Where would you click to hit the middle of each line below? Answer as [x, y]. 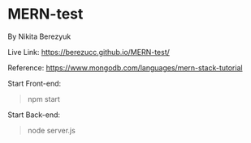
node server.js [52, 130]
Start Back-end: [34, 115]
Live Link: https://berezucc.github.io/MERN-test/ [89, 52]
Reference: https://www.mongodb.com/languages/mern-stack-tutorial [125, 67]
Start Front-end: [35, 83]
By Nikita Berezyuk [39, 36]
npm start [43, 99]
